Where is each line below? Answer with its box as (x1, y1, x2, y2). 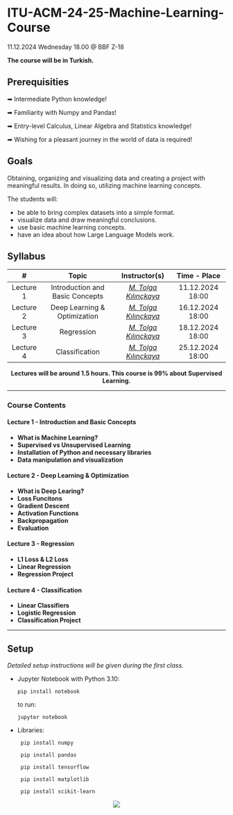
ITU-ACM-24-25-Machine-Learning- (7, 5, 224, 21)
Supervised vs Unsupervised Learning (17, 440, 131, 449)
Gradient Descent (17, 501, 69, 510)
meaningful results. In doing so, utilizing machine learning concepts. (7, 181, 202, 189)
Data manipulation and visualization (17, 455, 123, 464)
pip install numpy (20, 739, 74, 746)
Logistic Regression (17, 608, 76, 617)
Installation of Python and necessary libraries (17, 448, 152, 456)
